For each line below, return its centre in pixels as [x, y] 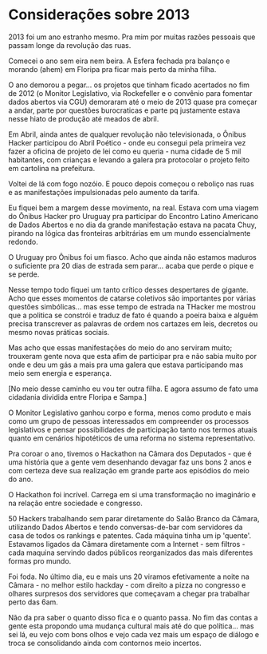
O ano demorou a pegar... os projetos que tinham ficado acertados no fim [129, 85]
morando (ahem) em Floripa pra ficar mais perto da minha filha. [112, 69]
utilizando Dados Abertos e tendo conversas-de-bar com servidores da [126, 527]
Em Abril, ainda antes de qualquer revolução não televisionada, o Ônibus [128, 134]
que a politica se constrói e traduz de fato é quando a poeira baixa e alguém [133, 315]
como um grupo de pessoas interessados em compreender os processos [129, 421]
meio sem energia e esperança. [60, 373]
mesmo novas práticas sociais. [59, 332]
